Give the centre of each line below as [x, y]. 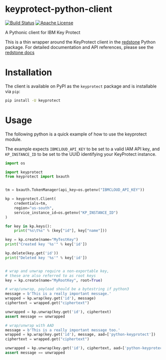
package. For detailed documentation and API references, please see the [80, 47]
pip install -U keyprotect [33, 100]
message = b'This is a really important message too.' [63, 330]
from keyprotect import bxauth [37, 177]
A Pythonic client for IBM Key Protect [43, 32]
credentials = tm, [31, 204]
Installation [29, 72]
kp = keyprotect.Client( [31, 199]
